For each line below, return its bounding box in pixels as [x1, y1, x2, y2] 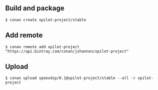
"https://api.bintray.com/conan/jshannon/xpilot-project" [5, 49, 129, 54]
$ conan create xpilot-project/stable [5, 17, 86, 22]
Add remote [5, 31, 43, 40]
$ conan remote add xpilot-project [5, 44, 80, 49]
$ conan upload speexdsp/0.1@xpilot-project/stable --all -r [5, 75, 136, 81]
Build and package [5, 4, 65, 13]
